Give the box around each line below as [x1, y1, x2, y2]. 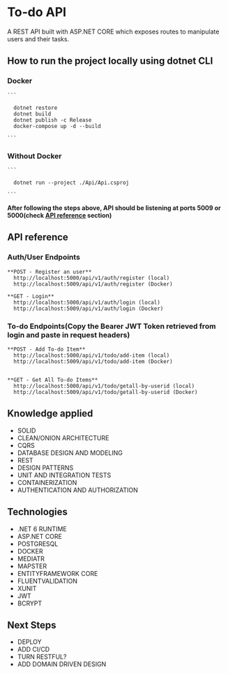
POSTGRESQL [17, 540, 59, 548]
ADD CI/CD [17, 645, 50, 654]
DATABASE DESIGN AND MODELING [17, 449, 123, 457]
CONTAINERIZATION [17, 478, 77, 486]
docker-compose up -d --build [13, 122, 101, 129]
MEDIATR [17, 554, 45, 563]
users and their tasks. [7, 34, 70, 43]
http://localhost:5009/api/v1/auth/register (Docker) [13, 281, 173, 288]
